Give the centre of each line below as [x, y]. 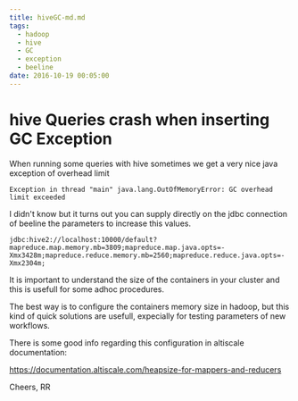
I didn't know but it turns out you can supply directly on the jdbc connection [149, 213]
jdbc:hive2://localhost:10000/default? [83, 239]
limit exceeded [37, 197]
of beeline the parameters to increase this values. [100, 223]
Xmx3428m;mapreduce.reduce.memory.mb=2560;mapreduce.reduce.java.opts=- [147, 255]
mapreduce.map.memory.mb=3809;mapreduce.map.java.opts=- [117, 247]
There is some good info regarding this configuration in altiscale [127, 343]
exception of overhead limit [59, 173]
